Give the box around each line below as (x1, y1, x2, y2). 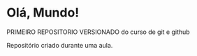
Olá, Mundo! (6, 5, 80, 21)
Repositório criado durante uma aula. (6, 41, 113, 49)
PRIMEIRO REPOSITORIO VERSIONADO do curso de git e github (6, 28, 190, 36)
